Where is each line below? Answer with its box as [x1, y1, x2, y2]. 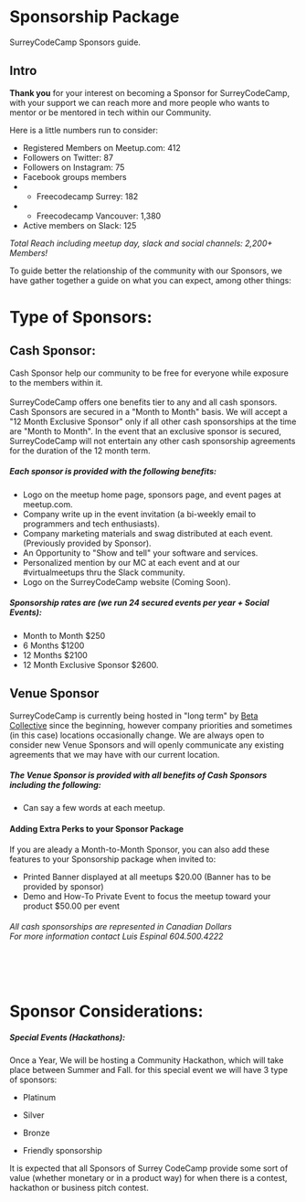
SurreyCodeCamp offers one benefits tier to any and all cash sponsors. [9, 396, 278, 408]
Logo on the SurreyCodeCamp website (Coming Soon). [22, 576, 231, 587]
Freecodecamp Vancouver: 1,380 [36, 210, 162, 221]
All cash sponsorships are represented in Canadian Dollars [9, 921, 233, 932]
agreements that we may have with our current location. [9, 749, 220, 760]
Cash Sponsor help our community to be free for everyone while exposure [9, 367, 290, 378]
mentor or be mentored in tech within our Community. [9, 107, 212, 118]
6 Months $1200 [22, 640, 85, 651]
